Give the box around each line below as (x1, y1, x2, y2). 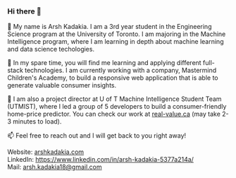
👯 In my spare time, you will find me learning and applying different (7, 59, 202, 67)
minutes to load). (13, 117, 62, 126)
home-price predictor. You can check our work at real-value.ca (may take (7, 109, 221, 119)
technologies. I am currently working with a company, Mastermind (24, 66, 217, 75)
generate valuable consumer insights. (7, 81, 117, 90)
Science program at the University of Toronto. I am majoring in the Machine (7, 30, 226, 38)
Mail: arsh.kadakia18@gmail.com (7, 162, 102, 172)
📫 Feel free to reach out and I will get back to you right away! (7, 131, 187, 140)
